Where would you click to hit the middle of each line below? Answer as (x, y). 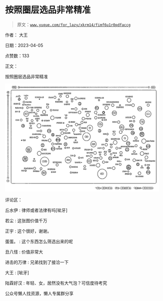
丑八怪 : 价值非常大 (24, 252)
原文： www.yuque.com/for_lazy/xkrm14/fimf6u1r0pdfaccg (74, 24)
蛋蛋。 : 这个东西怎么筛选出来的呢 (39, 241)
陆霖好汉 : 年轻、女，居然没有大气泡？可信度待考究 (56, 283)
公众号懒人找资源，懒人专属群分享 (39, 293)
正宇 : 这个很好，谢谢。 (28, 231)
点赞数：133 (17, 56)
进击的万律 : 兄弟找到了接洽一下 (37, 262)
